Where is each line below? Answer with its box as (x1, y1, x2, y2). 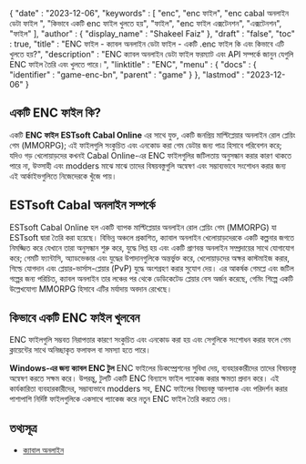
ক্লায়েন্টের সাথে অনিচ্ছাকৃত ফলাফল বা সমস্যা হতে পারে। (9, 345, 152, 356)
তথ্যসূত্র (9, 420, 37, 436)
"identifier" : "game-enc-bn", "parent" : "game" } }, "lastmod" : (9, 69, 245, 80)
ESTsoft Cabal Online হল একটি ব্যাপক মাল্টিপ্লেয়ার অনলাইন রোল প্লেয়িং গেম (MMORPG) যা (9, 222, 277, 232)
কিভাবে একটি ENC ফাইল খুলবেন (9, 310, 140, 326)
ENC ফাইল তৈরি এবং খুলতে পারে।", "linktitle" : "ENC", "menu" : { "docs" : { (9, 59, 257, 69)
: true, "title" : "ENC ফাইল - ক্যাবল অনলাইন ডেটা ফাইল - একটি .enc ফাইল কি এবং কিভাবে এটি (9, 38, 285, 49)
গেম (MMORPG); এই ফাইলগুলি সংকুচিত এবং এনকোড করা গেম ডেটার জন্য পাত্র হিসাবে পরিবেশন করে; (9, 139, 282, 150)
